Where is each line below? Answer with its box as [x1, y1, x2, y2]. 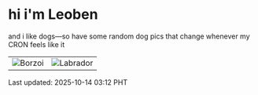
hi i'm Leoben [8, 5, 98, 24]
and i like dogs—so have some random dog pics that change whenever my [8, 31, 250, 41]
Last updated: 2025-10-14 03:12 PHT [8, 77, 128, 87]
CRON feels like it [8, 39, 65, 49]
